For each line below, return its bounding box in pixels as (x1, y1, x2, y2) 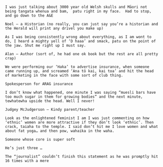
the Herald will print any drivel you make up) (5, 26, 104, 31)
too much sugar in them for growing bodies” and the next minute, (5, 94, 143, 99)
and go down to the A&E (5, 13, 54, 18)
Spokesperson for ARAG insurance (5, 82, 73, 86)
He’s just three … (5, 146, 42, 150)
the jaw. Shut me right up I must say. (5, 43, 86, 48)
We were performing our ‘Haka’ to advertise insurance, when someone (5, 64, 150, 69)
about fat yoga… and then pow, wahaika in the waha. (5, 128, 115, 133)
